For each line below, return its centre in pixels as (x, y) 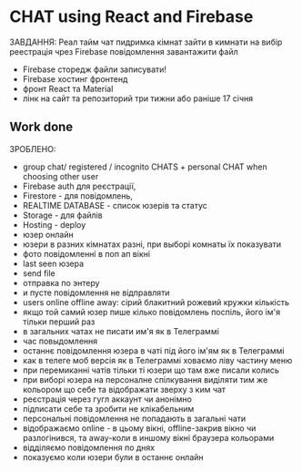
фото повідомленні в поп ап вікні (86, 253)
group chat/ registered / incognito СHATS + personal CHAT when (145, 167)
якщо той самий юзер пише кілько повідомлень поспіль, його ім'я (151, 312)
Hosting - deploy (54, 224)
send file (39, 273)
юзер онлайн (48, 234)
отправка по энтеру (61, 282)
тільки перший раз (59, 322)
